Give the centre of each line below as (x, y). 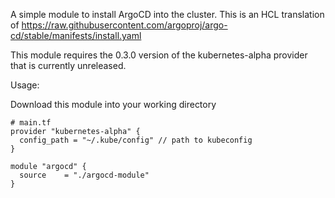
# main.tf (31, 123)
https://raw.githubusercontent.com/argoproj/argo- (124, 25)
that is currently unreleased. (68, 65)
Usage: (25, 85)
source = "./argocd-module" (84, 175)
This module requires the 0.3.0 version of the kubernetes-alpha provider (159, 55)
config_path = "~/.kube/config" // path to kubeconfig (136, 140)
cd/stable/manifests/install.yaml (76, 35)
